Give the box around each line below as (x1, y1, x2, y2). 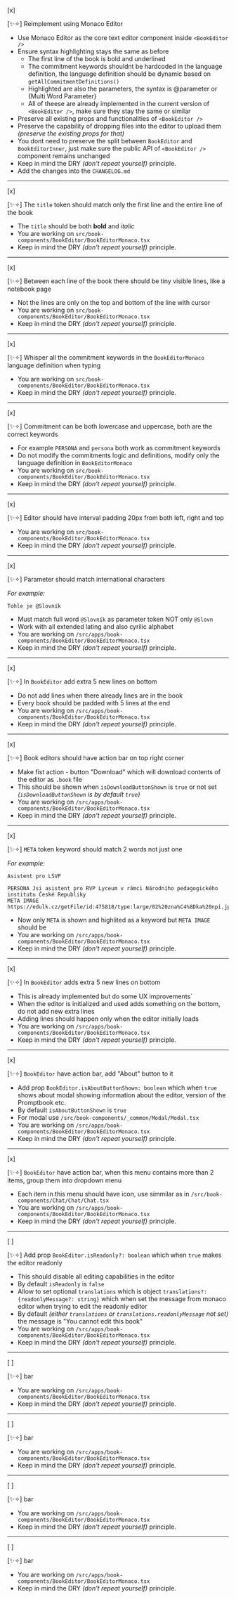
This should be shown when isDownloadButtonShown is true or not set (17, 783, 217, 791)
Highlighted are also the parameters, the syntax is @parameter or (27, 84, 218, 93)
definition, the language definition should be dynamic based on (27, 70, 211, 78)
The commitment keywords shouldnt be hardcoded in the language (27, 63, 223, 70)
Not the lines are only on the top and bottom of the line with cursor (17, 299, 211, 306)
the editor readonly (7, 1259, 63, 1267)
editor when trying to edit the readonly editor (17, 1303, 147, 1310)
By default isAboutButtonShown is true (17, 1106, 126, 1114)
